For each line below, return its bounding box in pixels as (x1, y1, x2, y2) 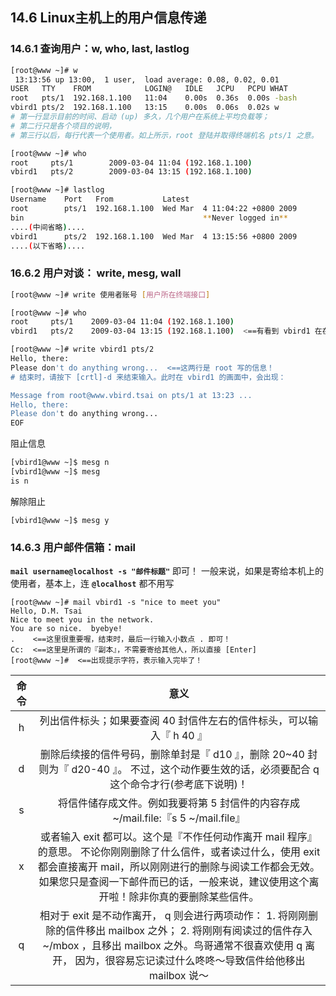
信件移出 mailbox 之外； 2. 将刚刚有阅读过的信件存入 (65, 924, 313, 938)
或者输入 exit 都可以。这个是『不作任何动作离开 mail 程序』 (40, 830, 318, 844)
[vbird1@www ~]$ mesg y (10, 515, 110, 525)
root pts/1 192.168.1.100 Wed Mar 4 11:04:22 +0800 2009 (10, 204, 298, 214)
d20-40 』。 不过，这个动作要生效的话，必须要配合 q (71, 763, 320, 777)
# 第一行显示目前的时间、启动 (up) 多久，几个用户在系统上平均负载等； (10, 112, 270, 122)
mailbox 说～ (149, 969, 209, 983)
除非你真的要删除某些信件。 (128, 890, 260, 904)
